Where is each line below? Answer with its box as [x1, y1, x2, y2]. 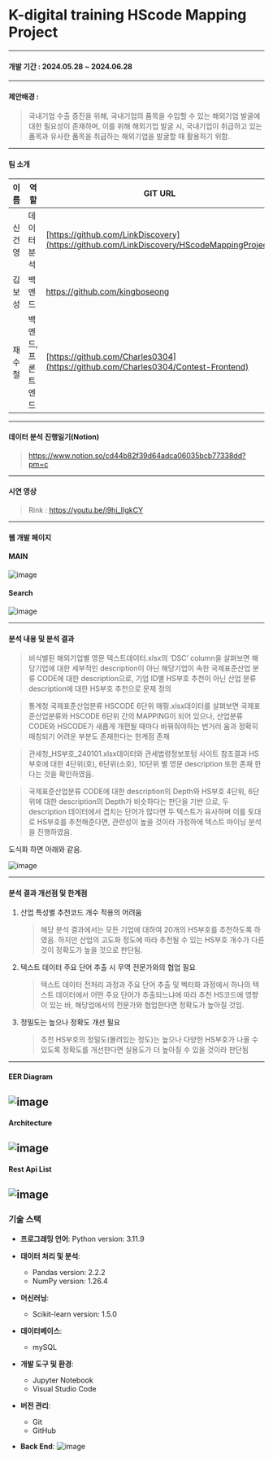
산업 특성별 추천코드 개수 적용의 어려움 [19, 907, 142, 917]
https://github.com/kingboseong [45, 286, 170, 297]
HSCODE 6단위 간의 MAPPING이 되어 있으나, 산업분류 [70, 711, 244, 721]
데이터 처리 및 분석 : [19, 1251, 80, 1260]
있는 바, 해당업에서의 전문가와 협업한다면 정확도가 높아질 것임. [49, 1000, 245, 1010]
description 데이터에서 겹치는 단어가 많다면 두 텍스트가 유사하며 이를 [28, 807, 246, 817]
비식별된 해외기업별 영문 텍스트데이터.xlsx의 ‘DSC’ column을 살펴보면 [28, 653, 250, 663]
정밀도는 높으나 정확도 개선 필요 [19, 1017, 120, 1027]
